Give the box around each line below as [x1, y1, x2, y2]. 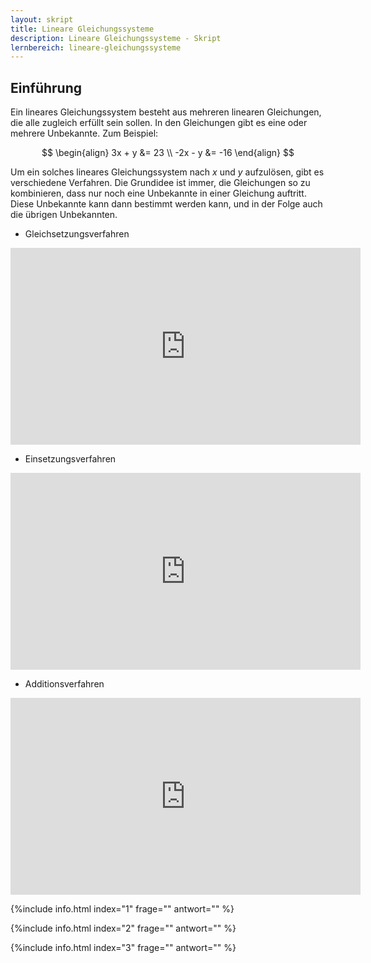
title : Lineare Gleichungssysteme [10, 24, 155, 34]
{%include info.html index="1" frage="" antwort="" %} [10, 903, 235, 915]
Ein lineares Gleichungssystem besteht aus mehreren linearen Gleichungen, [10, 106, 322, 118]
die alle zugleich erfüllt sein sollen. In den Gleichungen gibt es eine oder [10, 117, 308, 129]
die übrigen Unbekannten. [10, 209, 118, 221]
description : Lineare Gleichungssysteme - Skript [10, 33, 222, 43]
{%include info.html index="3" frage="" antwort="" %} [10, 942, 237, 954]
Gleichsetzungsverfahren [24, 228, 130, 240]
